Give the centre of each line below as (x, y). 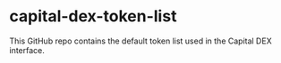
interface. (27, 50)
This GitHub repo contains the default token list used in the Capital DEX (140, 41)
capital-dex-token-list (93, 16)
